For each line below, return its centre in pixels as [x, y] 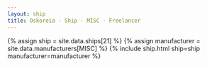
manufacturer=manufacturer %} [54, 56]
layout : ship [27, 14]
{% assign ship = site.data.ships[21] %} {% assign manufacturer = [104, 40]
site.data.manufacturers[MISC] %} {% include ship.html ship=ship [104, 48]
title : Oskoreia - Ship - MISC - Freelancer [74, 21]
